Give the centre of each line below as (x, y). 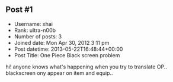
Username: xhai (33, 24)
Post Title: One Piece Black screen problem (67, 55)
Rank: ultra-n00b (35, 30)
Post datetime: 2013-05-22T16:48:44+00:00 (68, 49)
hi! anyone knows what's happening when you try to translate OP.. (86, 67)
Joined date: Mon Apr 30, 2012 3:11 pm (62, 42)
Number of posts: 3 (38, 36)
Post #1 (19, 10)
